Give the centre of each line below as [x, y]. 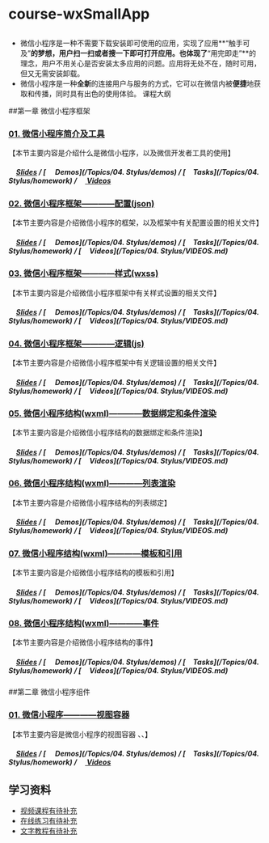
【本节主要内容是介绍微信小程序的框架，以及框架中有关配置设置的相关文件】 [136, 222]
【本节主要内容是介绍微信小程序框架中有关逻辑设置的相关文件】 [114, 362]
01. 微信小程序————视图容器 [69, 715]
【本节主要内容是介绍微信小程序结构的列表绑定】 [90, 502]
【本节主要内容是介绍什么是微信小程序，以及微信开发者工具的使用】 [122, 153]
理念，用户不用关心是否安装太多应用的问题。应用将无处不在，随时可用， [140, 63]
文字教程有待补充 [48, 831]
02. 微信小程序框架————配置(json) [82, 203]
